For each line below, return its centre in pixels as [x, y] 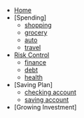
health [34, 77]
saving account [47, 100]
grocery [36, 32]
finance [35, 62]
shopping [38, 25]
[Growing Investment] [45, 107]
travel [33, 47]
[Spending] [30, 18]
